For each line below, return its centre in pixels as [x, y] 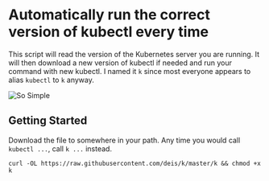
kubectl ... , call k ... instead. [60, 148]
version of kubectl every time [109, 32]
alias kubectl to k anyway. [51, 80]
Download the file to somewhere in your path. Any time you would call [124, 140]
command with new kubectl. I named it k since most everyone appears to [130, 71]
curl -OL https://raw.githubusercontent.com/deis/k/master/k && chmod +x [135, 163]
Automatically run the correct [110, 15]
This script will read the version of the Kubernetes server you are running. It [134, 54]
